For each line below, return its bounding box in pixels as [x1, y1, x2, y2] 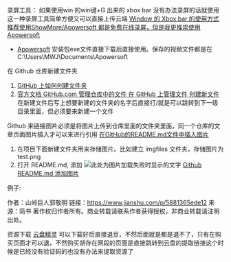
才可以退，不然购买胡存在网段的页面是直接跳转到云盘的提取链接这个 [25, 239, 218, 247]
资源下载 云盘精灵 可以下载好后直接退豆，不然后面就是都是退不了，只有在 [7, 230, 215, 238]
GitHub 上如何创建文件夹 [16, 82, 87, 89]
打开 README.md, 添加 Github [16, 160, 202, 169]
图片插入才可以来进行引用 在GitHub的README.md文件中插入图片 [25, 130, 209, 139]
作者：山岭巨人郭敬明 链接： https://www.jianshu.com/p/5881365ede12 [7, 198, 208, 206]
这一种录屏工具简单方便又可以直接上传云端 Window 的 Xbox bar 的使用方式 [7, 14, 220, 23]
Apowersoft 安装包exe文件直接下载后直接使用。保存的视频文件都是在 [16, 45, 213, 53]
